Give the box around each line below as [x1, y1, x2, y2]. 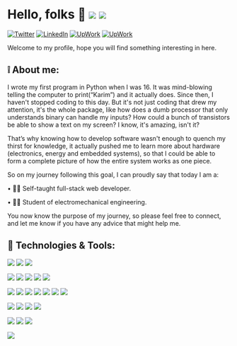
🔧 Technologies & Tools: [7, 240, 115, 252]
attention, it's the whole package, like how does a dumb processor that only [7, 105, 229, 114]
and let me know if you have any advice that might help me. [7, 219, 181, 227]
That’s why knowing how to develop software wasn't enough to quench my [7, 134, 226, 142]
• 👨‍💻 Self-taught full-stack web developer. [7, 184, 132, 192]
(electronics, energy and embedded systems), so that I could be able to [7, 149, 216, 158]
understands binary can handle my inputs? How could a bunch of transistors [7, 113, 230, 121]
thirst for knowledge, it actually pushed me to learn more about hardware [7, 142, 221, 150]
